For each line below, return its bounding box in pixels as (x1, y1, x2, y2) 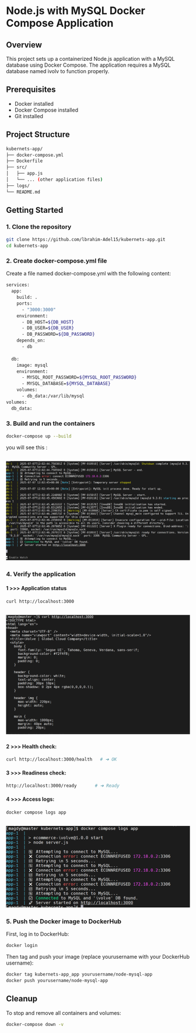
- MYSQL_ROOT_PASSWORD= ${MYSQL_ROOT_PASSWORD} (21, 374, 137, 381)
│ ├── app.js (6, 171, 43, 177)
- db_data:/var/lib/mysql (21, 393, 85, 399)
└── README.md (6, 189, 41, 195)
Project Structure (6, 130, 70, 140)
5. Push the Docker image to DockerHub (6, 917, 121, 925)
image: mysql (16, 362, 48, 368)
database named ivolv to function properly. (6, 68, 110, 74)
